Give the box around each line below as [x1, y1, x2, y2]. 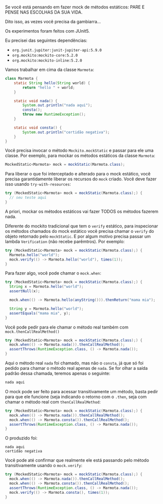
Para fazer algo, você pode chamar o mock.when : [5, 270, 101, 276]
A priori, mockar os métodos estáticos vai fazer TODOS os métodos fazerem [5, 209, 159, 214]
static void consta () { [14, 125, 62, 130]
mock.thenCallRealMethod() [5, 329, 60, 334]
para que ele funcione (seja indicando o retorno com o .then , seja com [5, 394, 147, 400]
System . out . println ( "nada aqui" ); [22, 103, 92, 108]
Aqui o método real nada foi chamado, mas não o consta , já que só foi [5, 360, 144, 366]
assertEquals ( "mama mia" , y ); [9, 311, 71, 315]
